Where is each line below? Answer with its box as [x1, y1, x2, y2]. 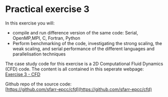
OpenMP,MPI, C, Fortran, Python [12, 35, 80, 41]
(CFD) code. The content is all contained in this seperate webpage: [5, 66, 144, 72]
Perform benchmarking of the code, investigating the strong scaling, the [12, 40, 162, 46]
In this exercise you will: [5, 20, 55, 26]
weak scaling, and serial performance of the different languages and [12, 45, 155, 51]
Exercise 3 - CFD [5, 71, 41, 77]
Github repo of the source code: [5, 81, 72, 87]
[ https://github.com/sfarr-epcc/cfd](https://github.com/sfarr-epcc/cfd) [5, 86, 152, 92]
